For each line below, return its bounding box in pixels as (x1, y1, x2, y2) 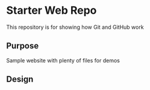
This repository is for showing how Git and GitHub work (6, 23, 144, 31)
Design (6, 74, 34, 85)
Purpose (6, 41, 39, 51)
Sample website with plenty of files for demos (6, 56, 120, 64)
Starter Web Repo (6, 4, 97, 17)
